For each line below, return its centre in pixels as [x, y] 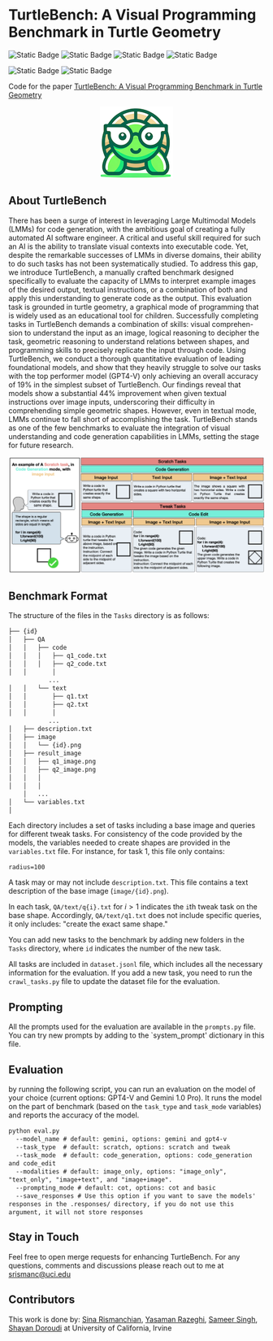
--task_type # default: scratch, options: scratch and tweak [123, 1147]
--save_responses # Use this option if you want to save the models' [136, 1196]
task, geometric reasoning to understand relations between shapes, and [129, 341]
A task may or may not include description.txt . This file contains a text [128, 882]
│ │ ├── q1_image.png [52, 762]
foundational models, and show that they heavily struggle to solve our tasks [135, 367]
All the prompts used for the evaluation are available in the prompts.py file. [132, 1027]
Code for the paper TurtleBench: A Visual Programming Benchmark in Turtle [135, 86]
